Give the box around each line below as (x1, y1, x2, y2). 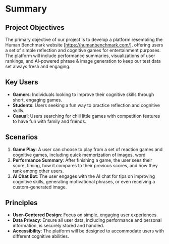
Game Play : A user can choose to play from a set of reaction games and (12, 146, 163, 152)
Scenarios (5, 133, 38, 141)
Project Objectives (5, 23, 65, 32)
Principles (5, 199, 38, 207)
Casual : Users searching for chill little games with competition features (12, 113, 160, 119)
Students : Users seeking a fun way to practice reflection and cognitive (12, 102, 160, 108)
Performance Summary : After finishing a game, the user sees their (12, 157, 152, 163)
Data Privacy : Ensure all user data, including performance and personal (12, 217, 162, 223)
